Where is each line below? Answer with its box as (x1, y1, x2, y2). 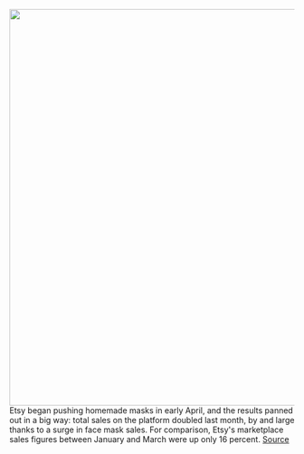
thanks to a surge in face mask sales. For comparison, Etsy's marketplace (9, 424, 284, 435)
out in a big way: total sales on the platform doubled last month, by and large (9, 415, 295, 425)
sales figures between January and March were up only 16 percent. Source (9, 434, 290, 444)
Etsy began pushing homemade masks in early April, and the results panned (9, 405, 294, 416)
